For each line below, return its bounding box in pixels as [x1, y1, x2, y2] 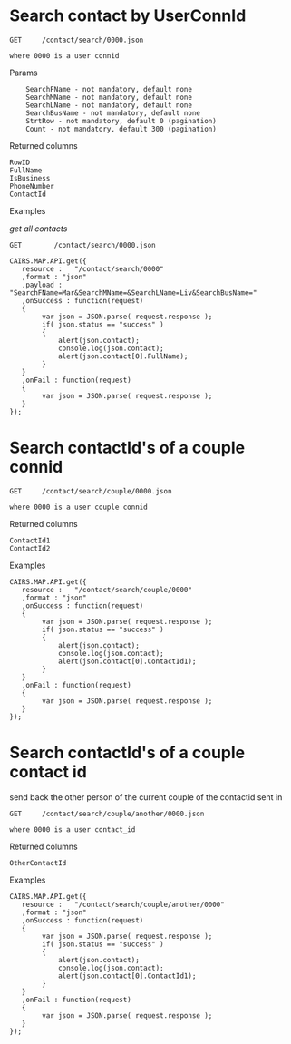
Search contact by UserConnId [9, 5, 247, 26]
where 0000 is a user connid [9, 51, 120, 60]
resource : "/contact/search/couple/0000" [21, 585, 193, 594]
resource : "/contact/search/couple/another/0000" [21, 900, 225, 909]
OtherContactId [9, 858, 67, 867]
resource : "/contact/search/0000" [21, 264, 165, 273]
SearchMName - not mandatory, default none [25, 93, 193, 102]
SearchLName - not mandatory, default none [25, 101, 193, 110]
